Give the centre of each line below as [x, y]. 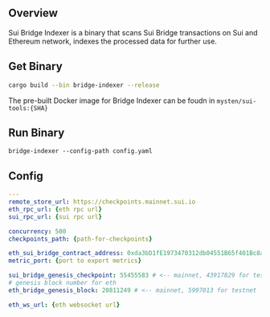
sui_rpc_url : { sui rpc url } [55, 216]
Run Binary [37, 132]
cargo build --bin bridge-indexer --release [84, 85]
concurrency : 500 [37, 231]
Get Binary [35, 66]
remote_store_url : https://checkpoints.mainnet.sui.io [102, 202]
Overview [33, 13]
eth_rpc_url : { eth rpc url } [55, 209]
